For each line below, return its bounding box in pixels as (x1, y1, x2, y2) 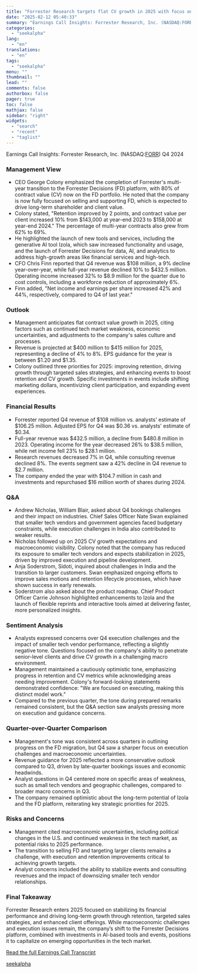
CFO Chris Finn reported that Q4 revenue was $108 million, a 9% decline (14, 260, 191, 267)
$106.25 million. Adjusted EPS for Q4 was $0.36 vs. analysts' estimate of (14, 422, 191, 429)
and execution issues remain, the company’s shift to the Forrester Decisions (6, 925, 189, 932)
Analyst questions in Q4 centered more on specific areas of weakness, (14, 775, 186, 782)
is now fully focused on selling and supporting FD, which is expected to (14, 198, 188, 205)
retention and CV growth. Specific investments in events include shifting (14, 375, 189, 382)
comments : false (6, 85, 46, 91)
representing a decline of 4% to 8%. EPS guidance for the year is (14, 351, 172, 358)
